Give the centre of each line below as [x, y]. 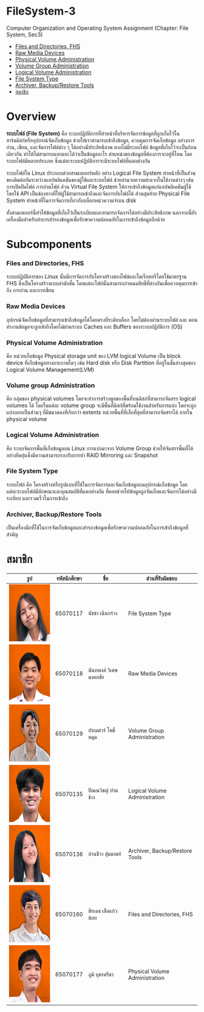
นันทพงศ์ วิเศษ [103, 670]
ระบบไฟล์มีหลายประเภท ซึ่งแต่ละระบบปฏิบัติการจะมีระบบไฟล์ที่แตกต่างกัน [78, 161]
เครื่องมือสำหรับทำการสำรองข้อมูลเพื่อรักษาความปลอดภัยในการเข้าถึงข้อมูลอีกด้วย [86, 219]
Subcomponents [49, 244]
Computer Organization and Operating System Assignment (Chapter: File [97, 28]
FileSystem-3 [41, 11]
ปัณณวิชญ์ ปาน [103, 790]
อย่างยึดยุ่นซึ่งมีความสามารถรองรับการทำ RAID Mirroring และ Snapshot [82, 455]
